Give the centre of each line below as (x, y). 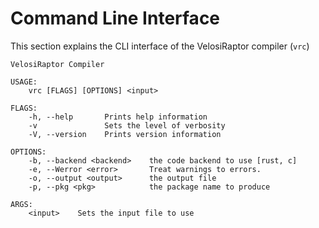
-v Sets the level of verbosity (127, 125)
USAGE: (24, 82)
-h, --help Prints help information (118, 117)
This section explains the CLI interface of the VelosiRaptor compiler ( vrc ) (160, 46)
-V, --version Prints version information (125, 134)
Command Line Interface (115, 18)
